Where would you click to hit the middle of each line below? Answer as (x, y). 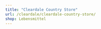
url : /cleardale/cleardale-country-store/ (50, 14)
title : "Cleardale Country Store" (42, 10)
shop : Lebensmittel (26, 19)
